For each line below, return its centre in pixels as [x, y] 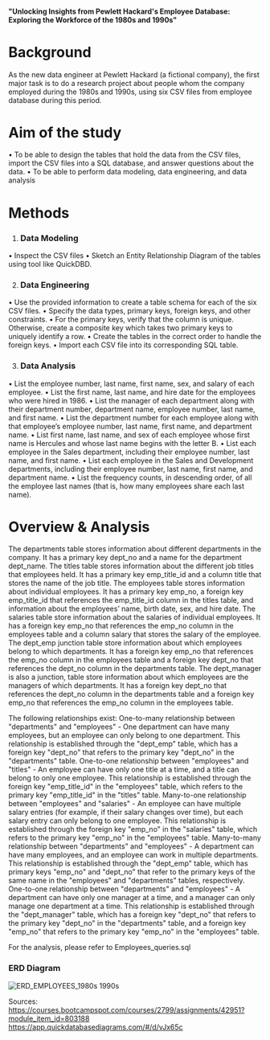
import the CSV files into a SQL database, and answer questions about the [131, 163]
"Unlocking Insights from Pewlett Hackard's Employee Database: [119, 11]
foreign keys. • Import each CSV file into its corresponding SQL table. [123, 345]
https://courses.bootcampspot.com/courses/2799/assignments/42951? [127, 1009]
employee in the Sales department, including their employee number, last [129, 452]
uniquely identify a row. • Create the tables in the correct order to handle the [135, 337]
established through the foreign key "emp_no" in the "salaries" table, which [133, 829]
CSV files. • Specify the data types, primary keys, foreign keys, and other [130, 311]
